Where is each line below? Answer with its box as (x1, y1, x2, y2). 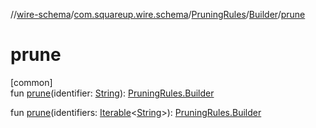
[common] (10, 76, 53, 88)
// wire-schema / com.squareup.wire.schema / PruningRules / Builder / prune (10, 9, 306, 20)
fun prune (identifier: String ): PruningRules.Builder (10, 87, 215, 99)
